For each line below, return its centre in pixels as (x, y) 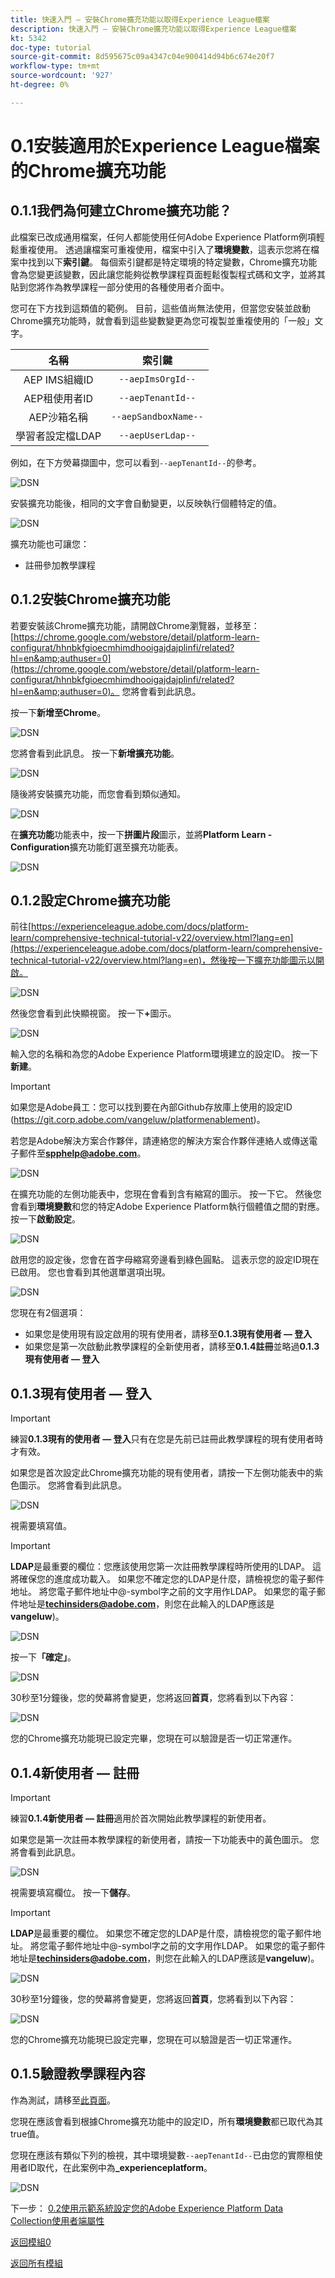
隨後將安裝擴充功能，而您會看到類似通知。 (98, 793)
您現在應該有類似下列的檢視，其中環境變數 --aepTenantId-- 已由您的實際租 (162, 2155)
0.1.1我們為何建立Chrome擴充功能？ (121, 211)
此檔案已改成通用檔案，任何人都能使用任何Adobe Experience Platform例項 (163, 237)
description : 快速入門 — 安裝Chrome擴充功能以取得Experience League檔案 (153, 29)
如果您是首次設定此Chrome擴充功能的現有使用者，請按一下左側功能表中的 (162, 1473)
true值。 (27, 2133)
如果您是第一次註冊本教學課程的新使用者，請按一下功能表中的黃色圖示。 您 (165, 1839)
